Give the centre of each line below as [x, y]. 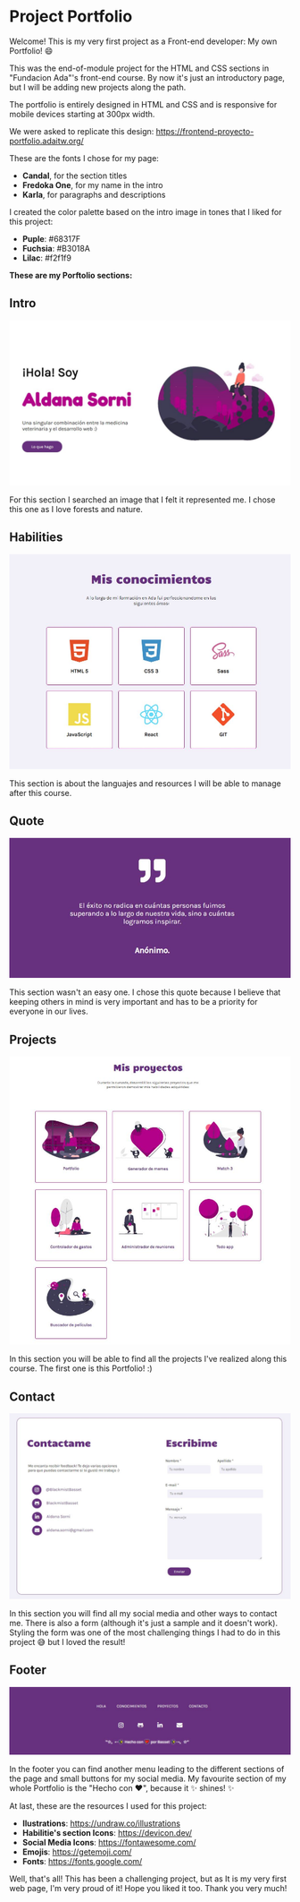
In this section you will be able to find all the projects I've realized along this [148, 1359]
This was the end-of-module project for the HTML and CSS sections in [139, 68]
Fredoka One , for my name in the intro [92, 184]
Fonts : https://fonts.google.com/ [82, 1861]
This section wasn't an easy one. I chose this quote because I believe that [145, 992]
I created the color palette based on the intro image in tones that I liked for [146, 211]
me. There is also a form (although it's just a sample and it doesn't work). [144, 1623]
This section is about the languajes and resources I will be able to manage [145, 783]
